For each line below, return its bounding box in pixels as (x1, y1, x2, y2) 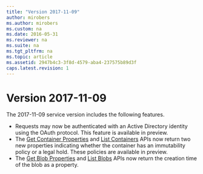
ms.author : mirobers (6, 20, 59, 26)
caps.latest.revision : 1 (6, 65, 69, 71)
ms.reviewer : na (6, 37, 47, 43)
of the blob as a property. (15, 161, 79, 169)
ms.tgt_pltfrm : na (6, 48, 53, 54)
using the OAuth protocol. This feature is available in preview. (15, 129, 168, 137)
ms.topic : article (6, 54, 53, 60)
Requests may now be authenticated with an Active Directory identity (15, 123, 188, 130)
